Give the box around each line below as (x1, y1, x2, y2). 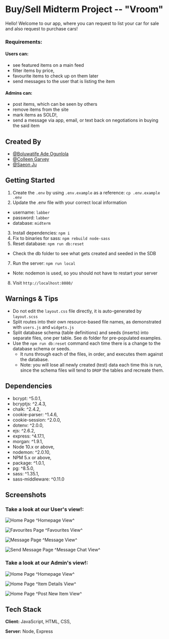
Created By (5, 137, 41, 146)
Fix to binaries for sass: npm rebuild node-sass (12, 235, 110, 241)
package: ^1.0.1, (12, 460, 46, 466)
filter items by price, (12, 67, 55, 74)
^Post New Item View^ (35, 590, 82, 596)
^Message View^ (42, 537, 77, 543)
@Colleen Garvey (12, 156, 50, 163)
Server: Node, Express (5, 628, 53, 634)
